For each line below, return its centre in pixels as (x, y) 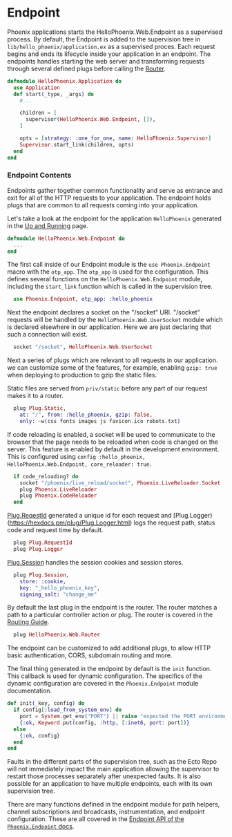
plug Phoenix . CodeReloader (58, 496)
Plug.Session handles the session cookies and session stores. (95, 562)
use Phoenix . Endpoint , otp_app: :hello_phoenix (83, 299)
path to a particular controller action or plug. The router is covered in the (110, 615)
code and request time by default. (55, 530)
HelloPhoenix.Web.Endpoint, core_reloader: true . (79, 464)
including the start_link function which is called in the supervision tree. (110, 286)
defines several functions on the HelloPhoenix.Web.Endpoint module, (105, 279)
